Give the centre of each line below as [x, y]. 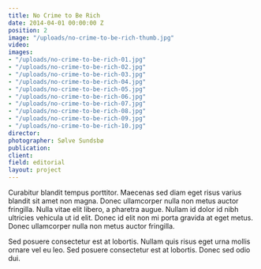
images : [21, 52]
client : [21, 155]
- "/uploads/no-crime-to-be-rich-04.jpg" [77, 81]
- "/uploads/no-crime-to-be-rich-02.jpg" [77, 67]
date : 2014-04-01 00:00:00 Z [56, 23]
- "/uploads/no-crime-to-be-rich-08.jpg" [77, 112]
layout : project [35, 170]
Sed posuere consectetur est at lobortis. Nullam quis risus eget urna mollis [129, 241]
